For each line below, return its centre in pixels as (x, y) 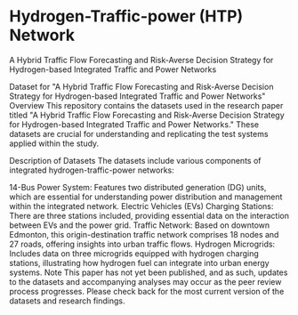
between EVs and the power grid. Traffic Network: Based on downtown (140, 225)
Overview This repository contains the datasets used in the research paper (146, 105)
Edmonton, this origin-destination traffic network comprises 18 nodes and (144, 234)
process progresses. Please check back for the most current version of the (147, 291)
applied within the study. (54, 143)
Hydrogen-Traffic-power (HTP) (126, 16)
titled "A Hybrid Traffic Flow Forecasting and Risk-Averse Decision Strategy (147, 115)
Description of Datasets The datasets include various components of (135, 160)
